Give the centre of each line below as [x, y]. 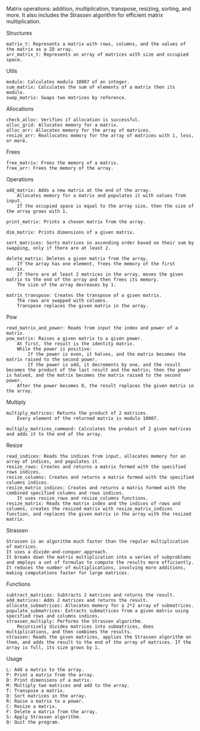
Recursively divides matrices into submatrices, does [85, 627]
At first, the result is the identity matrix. [76, 344]
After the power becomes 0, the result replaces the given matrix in [106, 386]
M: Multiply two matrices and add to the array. [68, 685]
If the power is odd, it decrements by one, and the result [104, 365]
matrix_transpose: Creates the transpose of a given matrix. [84, 295]
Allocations [20, 109]
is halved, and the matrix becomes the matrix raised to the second [93, 375]
